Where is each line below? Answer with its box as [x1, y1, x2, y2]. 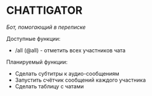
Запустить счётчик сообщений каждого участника [14, 76, 146, 83]
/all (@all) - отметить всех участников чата [14, 46, 125, 54]
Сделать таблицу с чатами [14, 82, 84, 90]
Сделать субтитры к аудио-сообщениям [14, 70, 119, 77]
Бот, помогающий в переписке [6, 23, 86, 31]
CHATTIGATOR [6, 4, 83, 17]
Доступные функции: [6, 35, 61, 42]
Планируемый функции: [6, 58, 68, 65]
